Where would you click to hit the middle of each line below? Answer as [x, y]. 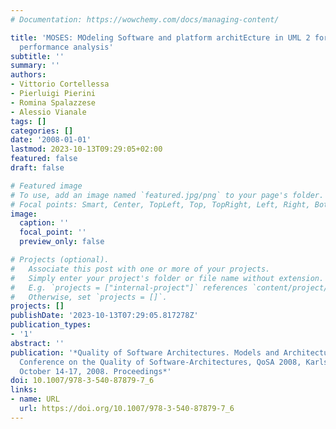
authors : [28, 75]
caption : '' [44, 223]
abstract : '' [37, 343]
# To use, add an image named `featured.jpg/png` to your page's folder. [167, 195]
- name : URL [35, 399]
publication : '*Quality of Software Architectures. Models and [145, 352]
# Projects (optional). [60, 260]
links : [24, 390]
